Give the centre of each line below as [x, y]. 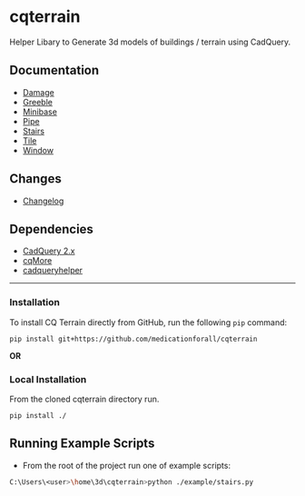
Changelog [43, 201]
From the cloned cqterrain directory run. [84, 399]
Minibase [39, 112]
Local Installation [48, 379]
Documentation [54, 70]
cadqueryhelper [53, 271]
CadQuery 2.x [49, 251]
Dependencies [51, 229]
